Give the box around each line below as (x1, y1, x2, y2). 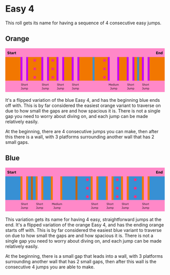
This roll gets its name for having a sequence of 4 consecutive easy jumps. (5, 20, 162, 26)
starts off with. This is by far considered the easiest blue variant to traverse (5, 227, 162, 233)
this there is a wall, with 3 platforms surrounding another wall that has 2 (5, 134, 154, 140)
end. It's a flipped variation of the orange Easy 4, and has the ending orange (5, 222, 164, 228)
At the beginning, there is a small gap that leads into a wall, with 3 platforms (5, 253, 163, 259)
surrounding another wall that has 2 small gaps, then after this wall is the (5, 259, 157, 265)
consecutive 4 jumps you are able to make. (5, 264, 95, 270)
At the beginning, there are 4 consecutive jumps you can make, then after (5, 129, 159, 135)
